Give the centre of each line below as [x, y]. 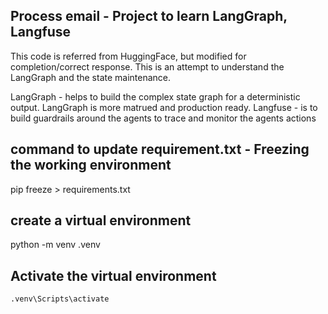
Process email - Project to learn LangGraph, [149, 16]
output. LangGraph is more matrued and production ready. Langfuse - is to [164, 107]
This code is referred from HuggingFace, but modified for [128, 56]
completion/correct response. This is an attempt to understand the [147, 66]
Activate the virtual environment [113, 275]
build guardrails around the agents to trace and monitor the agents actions [163, 118]
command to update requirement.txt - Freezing [160, 149]
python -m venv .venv [55, 245]
